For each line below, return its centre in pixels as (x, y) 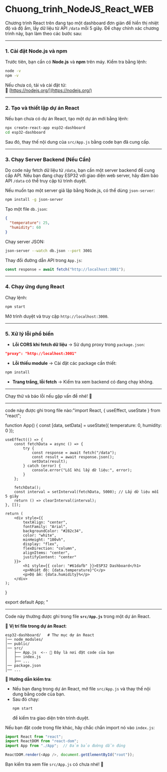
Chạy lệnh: (16, 297)
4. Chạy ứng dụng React (35, 287)
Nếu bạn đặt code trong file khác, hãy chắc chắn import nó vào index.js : (80, 727)
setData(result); (50, 461)
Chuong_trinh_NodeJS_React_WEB (80, 9)
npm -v (12, 76)
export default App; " (27, 602)
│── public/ (17, 644)
